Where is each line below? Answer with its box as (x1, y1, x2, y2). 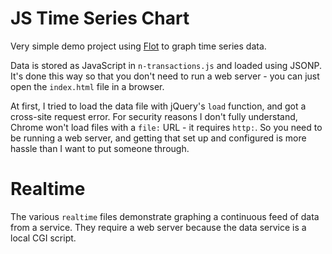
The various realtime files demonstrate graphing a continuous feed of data (10, 210, 320, 222)
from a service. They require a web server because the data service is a (10, 221, 307, 233)
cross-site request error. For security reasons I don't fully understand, (10, 110, 298, 122)
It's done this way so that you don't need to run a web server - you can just (10, 70, 320, 82)
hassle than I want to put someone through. (10, 142, 190, 154)
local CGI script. (10, 232, 77, 244)
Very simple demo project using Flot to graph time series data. (10, 40, 267, 52)
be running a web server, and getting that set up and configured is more (10, 132, 307, 144)
